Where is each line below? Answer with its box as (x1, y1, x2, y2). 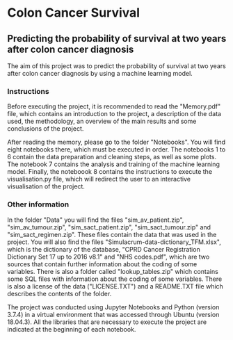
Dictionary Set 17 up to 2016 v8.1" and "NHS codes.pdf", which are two (7, 252, 210, 261)
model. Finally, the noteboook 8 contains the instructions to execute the (7, 168, 213, 176)
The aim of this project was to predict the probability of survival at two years (7, 62, 226, 70)
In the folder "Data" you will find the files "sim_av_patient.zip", (7, 216, 184, 224)
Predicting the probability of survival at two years (7, 33, 227, 44)
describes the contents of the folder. (7, 289, 112, 298)
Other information (7, 200, 70, 209)
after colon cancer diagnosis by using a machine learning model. (7, 70, 193, 77)
